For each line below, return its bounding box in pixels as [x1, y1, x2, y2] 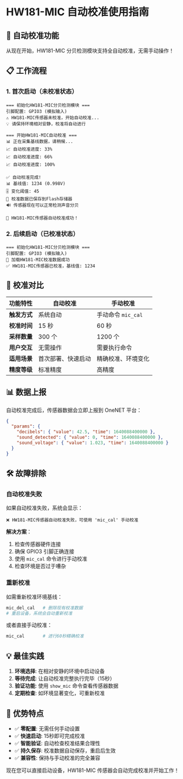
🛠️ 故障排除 [6, 469, 47, 479]
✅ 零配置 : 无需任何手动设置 [14, 725, 80, 732]
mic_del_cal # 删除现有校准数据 [6, 604, 83, 611]
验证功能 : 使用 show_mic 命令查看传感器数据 [14, 682, 119, 689]
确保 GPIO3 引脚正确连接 [14, 548, 75, 555]
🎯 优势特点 [6, 708, 44, 718]
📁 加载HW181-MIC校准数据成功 [6, 257, 70, 262]
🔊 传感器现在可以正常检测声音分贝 [6, 202, 79, 208]
